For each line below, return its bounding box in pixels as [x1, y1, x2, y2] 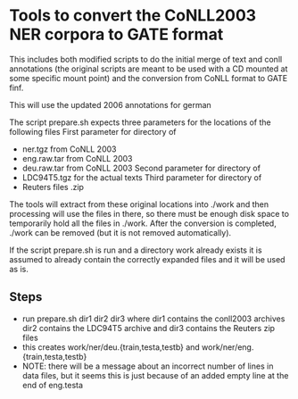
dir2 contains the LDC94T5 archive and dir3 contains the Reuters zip [21, 322, 275, 333]
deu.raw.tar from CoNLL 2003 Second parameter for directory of [21, 162, 261, 173]
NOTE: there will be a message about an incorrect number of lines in [21, 361, 274, 371]
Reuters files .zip [21, 181, 85, 192]
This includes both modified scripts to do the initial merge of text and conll [9, 54, 283, 64]
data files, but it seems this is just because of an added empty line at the [21, 370, 289, 380]
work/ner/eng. [202, 341, 254, 353]
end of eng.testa [21, 379, 83, 390]
